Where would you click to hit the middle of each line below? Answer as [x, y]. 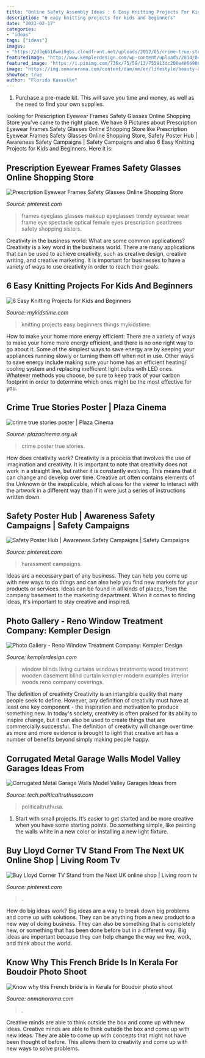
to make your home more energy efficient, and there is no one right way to [100, 343]
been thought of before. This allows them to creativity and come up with [97, 1041]
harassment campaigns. [52, 564]
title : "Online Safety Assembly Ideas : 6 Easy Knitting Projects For [98, 12]
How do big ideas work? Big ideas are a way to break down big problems [98, 911]
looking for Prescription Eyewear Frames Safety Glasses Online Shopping [99, 116]
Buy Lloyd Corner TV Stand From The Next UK [95, 851]
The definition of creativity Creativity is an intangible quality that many [95, 694]
